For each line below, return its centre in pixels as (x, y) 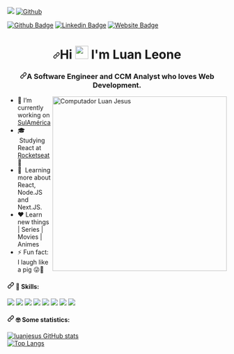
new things (33, 222)
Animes (28, 244)
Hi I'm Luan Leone (120, 55)
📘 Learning (34, 170)
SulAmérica (34, 123)
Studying (32, 140)
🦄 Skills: (28, 287)
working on (33, 115)
